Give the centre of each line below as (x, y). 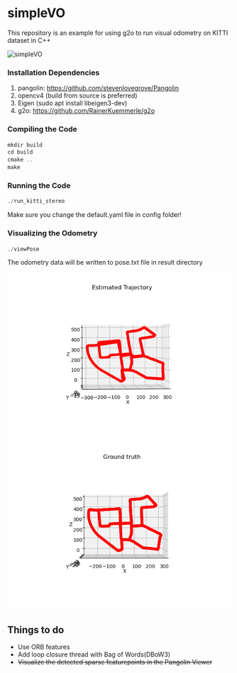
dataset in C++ (29, 40)
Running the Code (39, 185)
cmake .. (20, 160)
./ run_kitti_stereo (36, 201)
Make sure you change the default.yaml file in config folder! (95, 215)
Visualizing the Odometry (53, 233)
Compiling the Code (43, 129)
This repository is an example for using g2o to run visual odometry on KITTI (118, 33)
